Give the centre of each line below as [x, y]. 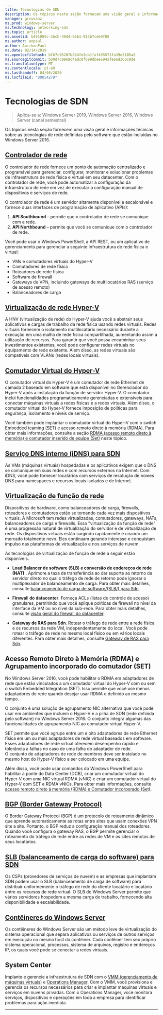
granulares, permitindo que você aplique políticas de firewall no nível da [84, 603]
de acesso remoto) [31, 287]
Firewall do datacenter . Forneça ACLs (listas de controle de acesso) [81, 598]
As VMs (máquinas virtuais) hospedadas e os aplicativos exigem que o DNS [81, 465]
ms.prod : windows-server [30, 23]
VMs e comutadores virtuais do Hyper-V [52, 261]
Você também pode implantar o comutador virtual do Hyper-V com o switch [81, 423]
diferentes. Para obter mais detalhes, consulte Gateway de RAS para [81, 638]
